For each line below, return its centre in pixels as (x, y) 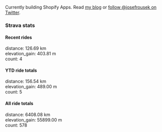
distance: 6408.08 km (28, 115)
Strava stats (20, 25)
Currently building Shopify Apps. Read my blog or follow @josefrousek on (81, 7)
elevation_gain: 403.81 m (31, 54)
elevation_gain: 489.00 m (31, 87)
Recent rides (19, 37)
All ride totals (19, 103)
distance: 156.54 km (26, 81)
